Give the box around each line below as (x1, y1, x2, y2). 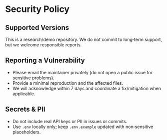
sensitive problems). (12, 75, 54, 81)
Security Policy (5, 3, 70, 15)
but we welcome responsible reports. (5, 42, 82, 48)
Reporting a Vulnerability (5, 56, 85, 65)
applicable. (12, 91, 35, 97)
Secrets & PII (5, 105, 45, 114)
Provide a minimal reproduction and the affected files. (12, 80, 123, 86)
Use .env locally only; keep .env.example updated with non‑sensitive (12, 124, 153, 130)
